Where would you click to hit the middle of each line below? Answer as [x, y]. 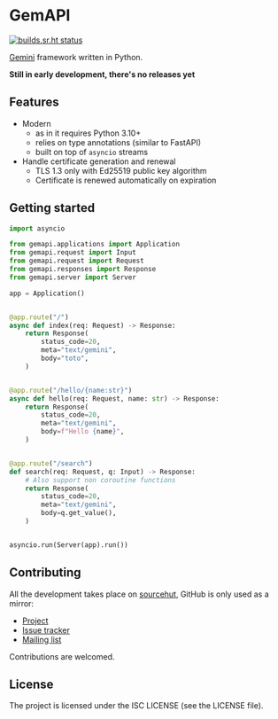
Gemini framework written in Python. [76, 57]
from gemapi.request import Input [73, 253]
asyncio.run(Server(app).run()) [69, 545]
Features [34, 102]
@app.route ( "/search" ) [51, 463]
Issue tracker [46, 629]
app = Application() [47, 293]
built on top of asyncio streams [92, 152]
